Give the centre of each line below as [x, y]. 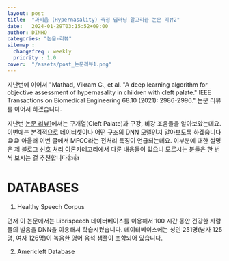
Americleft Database [46, 251]
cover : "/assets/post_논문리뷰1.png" [59, 64]
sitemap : [21, 45]
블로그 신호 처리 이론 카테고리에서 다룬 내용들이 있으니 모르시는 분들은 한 [117, 149]
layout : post [26, 13]
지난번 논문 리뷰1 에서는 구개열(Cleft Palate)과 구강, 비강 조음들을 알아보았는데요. [114, 123]
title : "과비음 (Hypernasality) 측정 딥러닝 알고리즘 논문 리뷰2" [94, 20]
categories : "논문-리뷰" [40, 39]
